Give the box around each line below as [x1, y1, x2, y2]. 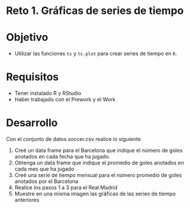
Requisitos [6, 70, 59, 84]
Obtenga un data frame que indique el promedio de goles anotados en [14, 159, 184, 166]
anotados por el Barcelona [14, 178, 78, 185]
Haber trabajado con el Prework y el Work [14, 96, 116, 103]
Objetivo [6, 31, 49, 44]
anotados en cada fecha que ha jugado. [14, 153, 111, 160]
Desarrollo [6, 117, 58, 129]
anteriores [14, 196, 40, 203]
